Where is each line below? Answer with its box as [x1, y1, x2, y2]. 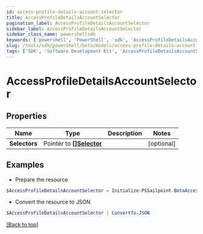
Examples [6, 160, 44, 170]
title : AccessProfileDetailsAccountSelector [6, 15, 120, 21]
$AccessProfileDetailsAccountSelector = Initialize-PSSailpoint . [6, 187, 174, 193]
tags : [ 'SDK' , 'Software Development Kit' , [6, 48, 118, 54]
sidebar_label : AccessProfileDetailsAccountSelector [6, 25, 142, 32]
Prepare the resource [14, 176, 68, 183]
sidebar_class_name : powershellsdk [6, 31, 96, 37]
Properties [6, 111, 47, 122]
